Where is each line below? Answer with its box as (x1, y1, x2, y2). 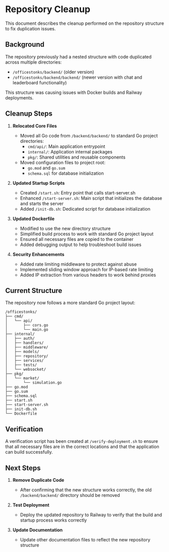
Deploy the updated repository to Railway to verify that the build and (20, 512, 162, 518)
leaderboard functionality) (12, 79, 67, 85)
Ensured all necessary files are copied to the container (20, 236, 134, 242)
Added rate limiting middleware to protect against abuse (20, 261, 137, 267)
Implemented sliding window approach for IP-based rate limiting (20, 266, 153, 272)
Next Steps (5, 464, 41, 472)
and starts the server (20, 200, 64, 207)
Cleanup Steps (5, 110, 53, 118)
